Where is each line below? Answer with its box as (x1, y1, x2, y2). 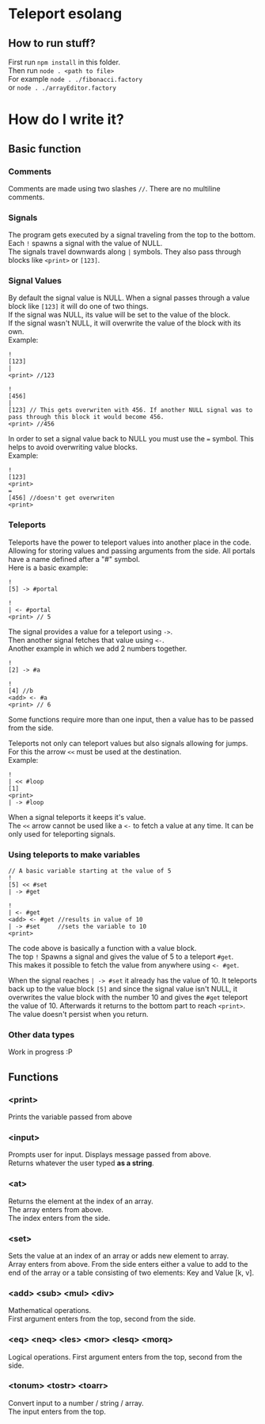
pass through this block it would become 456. (8, 414, 165, 421)
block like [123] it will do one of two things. (8, 302, 149, 311)
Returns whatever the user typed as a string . (8, 1158, 154, 1168)
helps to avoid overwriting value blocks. (8, 442, 138, 452)
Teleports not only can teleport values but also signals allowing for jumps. (8, 738, 248, 748)
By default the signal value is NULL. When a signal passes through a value (8, 293, 251, 302)
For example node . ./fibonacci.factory (8, 75, 143, 83)
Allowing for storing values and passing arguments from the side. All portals (8, 545, 256, 556)
